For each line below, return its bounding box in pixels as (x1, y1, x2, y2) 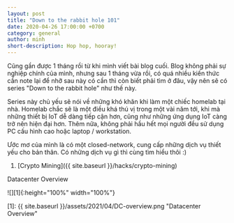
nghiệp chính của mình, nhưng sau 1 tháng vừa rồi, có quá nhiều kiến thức (7, 69, 220, 77)
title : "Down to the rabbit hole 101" (7, 17, 120, 24)
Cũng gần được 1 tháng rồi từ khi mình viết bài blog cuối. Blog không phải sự (7, 62, 227, 70)
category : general (7, 29, 61, 37)
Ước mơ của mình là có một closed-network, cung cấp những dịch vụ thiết (7, 141, 221, 148)
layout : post (7, 10, 45, 17)
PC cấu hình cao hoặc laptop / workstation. (7, 127, 131, 135)
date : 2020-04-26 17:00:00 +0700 (7, 23, 105, 30)
